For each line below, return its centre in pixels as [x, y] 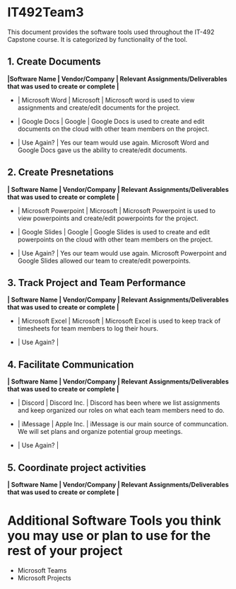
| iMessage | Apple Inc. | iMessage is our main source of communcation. [123, 424]
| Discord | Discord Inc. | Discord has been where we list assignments [119, 403]
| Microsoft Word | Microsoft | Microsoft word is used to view [106, 100]
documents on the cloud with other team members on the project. [113, 129]
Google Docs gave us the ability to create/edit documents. [102, 150]
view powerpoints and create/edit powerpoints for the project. [108, 218]
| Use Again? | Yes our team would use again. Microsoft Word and [113, 142]
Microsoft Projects [45, 578]
